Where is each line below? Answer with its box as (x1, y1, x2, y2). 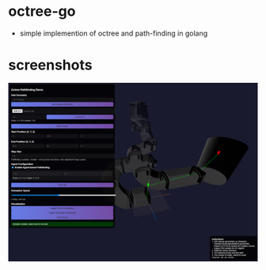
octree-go (8, 2, 76, 21)
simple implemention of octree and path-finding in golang (19, 28, 208, 38)
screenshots (8, 56, 93, 74)
